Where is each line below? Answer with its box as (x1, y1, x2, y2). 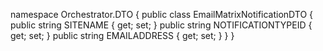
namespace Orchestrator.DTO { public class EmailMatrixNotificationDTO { (10, 9, 314, 20)
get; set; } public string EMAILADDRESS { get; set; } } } (10, 30, 235, 41)
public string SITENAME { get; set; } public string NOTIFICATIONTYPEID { (10, 19, 313, 31)
